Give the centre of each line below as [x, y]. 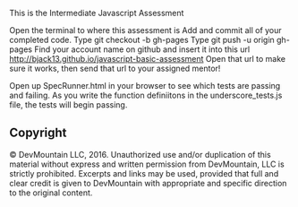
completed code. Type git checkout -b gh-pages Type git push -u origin [142, 40]
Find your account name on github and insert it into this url [142, 49]
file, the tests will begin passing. [68, 105]
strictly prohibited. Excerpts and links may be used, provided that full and [144, 173]
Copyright [38, 133]
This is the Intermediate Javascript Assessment [97, 13]
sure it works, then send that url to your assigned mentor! [115, 68]
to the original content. [51, 193]
